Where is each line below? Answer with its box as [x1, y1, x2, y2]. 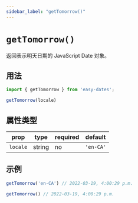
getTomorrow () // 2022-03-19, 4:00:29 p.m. [6, 191, 115, 197]
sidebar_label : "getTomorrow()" [6, 8, 86, 15]
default [85, 133, 106, 141]
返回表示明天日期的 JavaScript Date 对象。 [6, 52, 110, 59]
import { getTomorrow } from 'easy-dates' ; [6, 86, 115, 93]
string [33, 142, 50, 151]
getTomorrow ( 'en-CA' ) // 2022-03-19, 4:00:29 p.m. [6, 180, 133, 186]
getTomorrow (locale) [6, 98, 57, 104]
